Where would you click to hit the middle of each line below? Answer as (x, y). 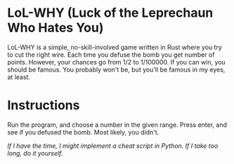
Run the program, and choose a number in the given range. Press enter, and (117, 125)
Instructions (44, 105)
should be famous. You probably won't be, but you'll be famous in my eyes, (116, 69)
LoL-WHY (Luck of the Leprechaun (110, 13)
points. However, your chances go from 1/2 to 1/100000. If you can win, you (117, 62)
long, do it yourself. (35, 153)
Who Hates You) (56, 28)
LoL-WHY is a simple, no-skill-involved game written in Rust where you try (115, 47)
